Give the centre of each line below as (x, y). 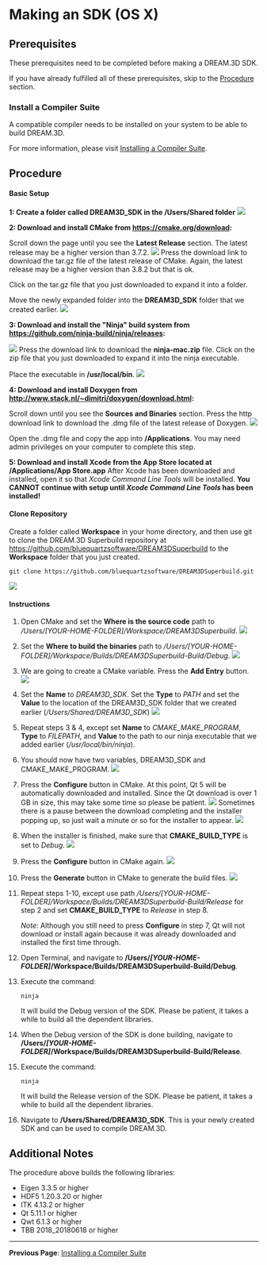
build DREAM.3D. (37, 133)
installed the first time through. (71, 943)
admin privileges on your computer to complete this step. (103, 447)
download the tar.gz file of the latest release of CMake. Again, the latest (126, 260)
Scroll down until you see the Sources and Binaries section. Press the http (131, 413)
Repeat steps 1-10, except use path (78, 894)
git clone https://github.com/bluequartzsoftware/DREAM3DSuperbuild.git (132, 572)
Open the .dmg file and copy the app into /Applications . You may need (125, 438)
